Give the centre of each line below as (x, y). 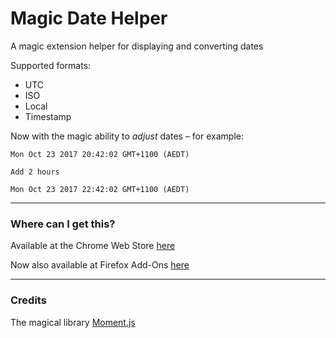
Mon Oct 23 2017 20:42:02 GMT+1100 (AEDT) (100, 154)
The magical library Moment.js (73, 322)
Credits (28, 300)
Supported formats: (51, 65)
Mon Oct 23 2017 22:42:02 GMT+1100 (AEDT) (100, 189)
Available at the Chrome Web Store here (93, 246)
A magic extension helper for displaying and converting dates (137, 46)
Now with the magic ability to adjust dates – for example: (127, 136)
